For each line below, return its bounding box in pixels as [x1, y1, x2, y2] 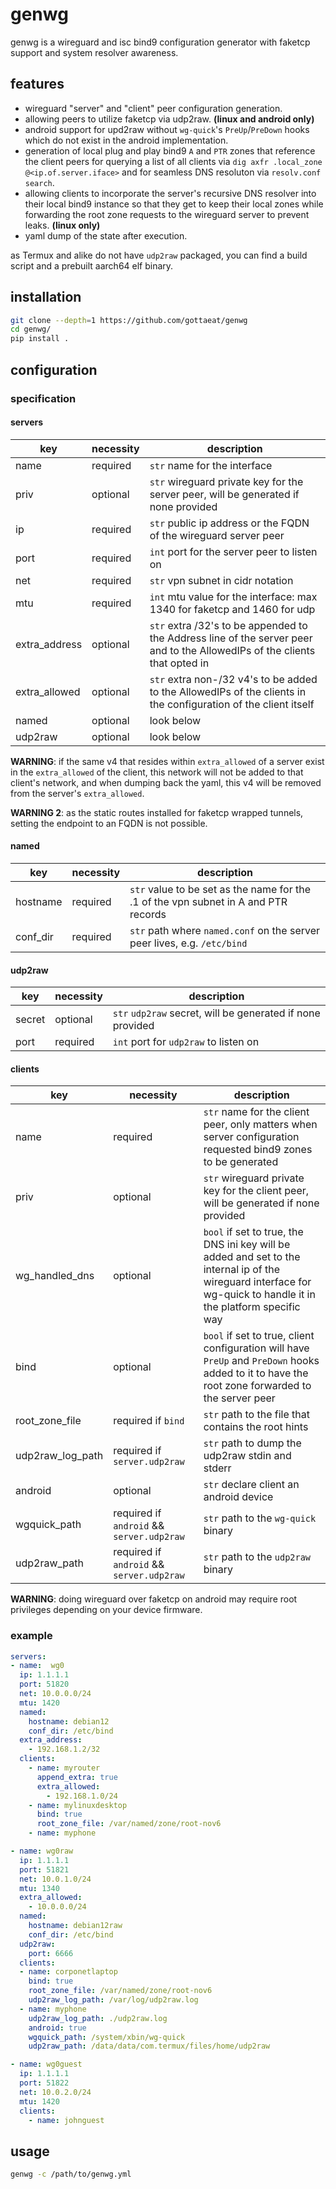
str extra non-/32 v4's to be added [149, 672, 318, 686]
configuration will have [203, 1341, 310, 1355]
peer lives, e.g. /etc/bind [129, 936, 248, 950]
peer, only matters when [203, 1118, 318, 1132]
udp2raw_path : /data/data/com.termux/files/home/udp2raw [28, 2041, 271, 2052]
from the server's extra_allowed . [10, 787, 145, 799]
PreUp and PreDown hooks [203, 1354, 320, 1368]
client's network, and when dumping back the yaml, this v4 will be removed [10, 776, 322, 788]
